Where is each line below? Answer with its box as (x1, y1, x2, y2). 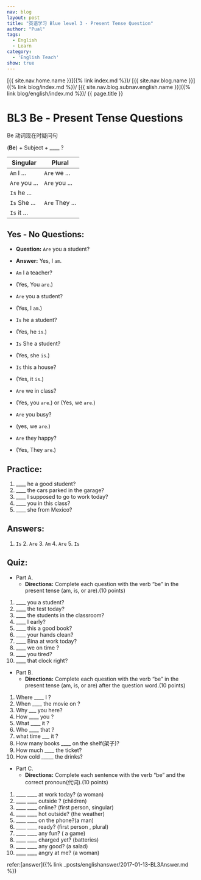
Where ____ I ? (15, 693, 51, 701)
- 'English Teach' (12, 54, 60, 60)
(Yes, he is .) (15, 328, 48, 335)
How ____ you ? (15, 713, 54, 720)
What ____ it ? (15, 719, 49, 726)
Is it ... (10, 209, 28, 217)
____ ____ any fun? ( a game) (15, 829, 86, 837)
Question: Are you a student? (15, 245, 90, 253)
